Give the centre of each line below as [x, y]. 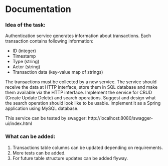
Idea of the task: [26, 25]
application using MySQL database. [42, 108]
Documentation [38, 9]
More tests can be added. [39, 153]
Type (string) [26, 62]
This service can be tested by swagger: [46, 118]
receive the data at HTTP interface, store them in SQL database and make [81, 87]
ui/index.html [19, 123]
